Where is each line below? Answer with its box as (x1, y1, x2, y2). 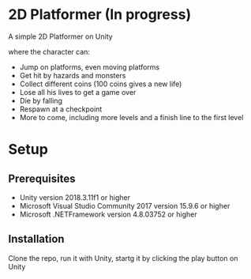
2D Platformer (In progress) (8, 6, 192, 24)
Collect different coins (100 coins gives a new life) (19, 79, 182, 89)
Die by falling (19, 96, 63, 105)
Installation (8, 232, 65, 246)
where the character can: (8, 47, 91, 56)
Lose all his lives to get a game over (19, 87, 137, 96)
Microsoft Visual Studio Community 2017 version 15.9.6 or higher (19, 201, 230, 210)
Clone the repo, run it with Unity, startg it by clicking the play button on (8, 253, 238, 262)
